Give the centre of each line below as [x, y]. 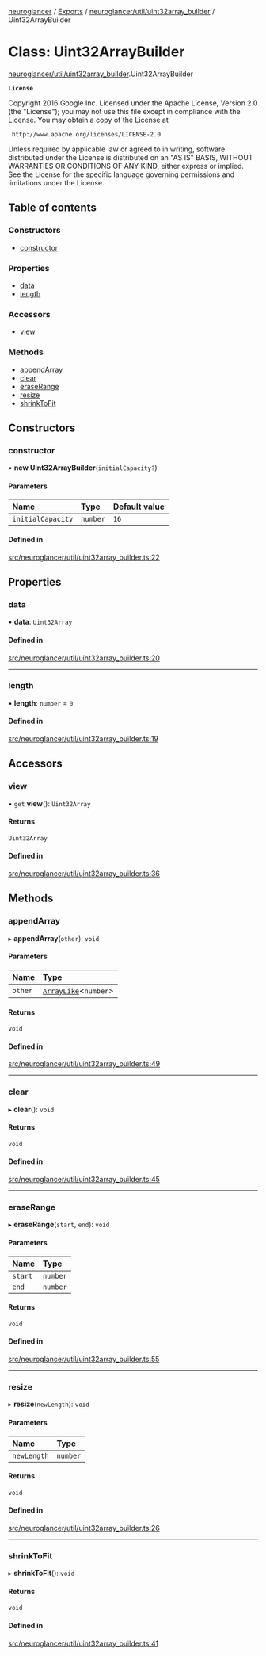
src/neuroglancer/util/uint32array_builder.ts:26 [84, 1528]
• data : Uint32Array [40, 622]
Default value [139, 507]
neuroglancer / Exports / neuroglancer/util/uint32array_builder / [112, 11]
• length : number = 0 [41, 703]
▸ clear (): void [31, 1109]
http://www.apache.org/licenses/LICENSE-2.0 [86, 134]
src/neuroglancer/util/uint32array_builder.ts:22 [84, 557]
